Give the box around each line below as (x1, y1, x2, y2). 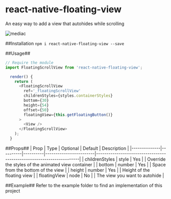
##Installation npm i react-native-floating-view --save (5, 40, 125, 47)
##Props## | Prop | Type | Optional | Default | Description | (5, 145, 129, 151)
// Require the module (5, 60, 54, 65)
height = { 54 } (23, 102, 50, 108)
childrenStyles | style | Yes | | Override (85, 156, 166, 162)
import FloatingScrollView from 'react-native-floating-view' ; (5, 65, 143, 70)
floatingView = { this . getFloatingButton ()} (23, 112, 113, 117)
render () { (10, 74, 33, 79)
